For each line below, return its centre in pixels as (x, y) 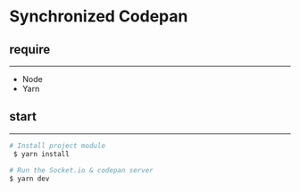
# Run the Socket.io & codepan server (81, 171)
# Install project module (57, 146)
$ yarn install (41, 154)
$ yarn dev (29, 179)
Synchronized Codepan (99, 17)
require (30, 50)
